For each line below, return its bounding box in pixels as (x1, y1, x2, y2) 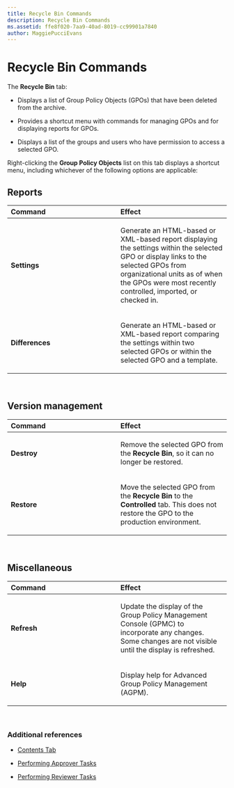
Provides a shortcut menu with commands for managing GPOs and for (17, 117, 219, 125)
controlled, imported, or (120, 287, 198, 296)
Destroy (10, 448, 38, 458)
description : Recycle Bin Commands (7, 17, 111, 24)
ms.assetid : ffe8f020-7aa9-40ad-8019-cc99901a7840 (7, 23, 157, 30)
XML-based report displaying (120, 235, 218, 244)
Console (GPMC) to (120, 619, 185, 629)
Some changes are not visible (120, 636, 217, 646)
